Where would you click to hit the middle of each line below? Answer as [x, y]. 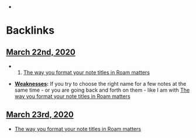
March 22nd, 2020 [41, 52]
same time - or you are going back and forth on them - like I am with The [102, 90]
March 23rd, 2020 [40, 115]
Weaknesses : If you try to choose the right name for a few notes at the [100, 84]
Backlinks [30, 31]
